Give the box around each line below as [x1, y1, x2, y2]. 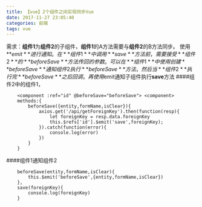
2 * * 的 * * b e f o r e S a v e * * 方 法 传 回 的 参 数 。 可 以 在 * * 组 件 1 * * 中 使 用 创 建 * [6, 58, 185, 65]
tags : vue [6, 25, 31, 32]
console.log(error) [49, 130, 99, 136]
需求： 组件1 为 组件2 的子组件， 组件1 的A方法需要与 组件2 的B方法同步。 [6, 43, 178, 50]
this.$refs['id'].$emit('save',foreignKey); [49, 119, 164, 126]
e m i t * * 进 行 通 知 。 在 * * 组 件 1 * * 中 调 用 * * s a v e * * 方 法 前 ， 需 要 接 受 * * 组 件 [11, 51, 195, 58]
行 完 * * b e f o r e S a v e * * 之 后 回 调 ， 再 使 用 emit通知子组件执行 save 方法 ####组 [6, 73, 195, 80]
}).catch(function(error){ [38, 124, 107, 130]
